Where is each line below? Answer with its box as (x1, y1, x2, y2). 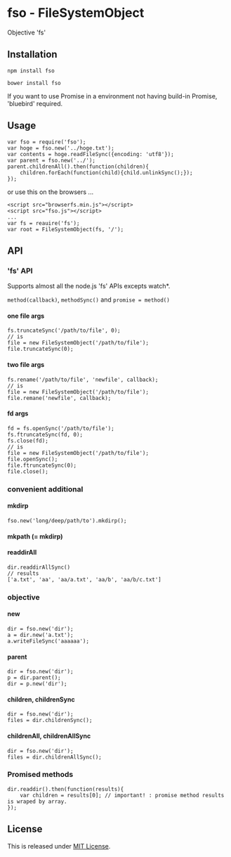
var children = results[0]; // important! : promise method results (20, 792, 225, 799)
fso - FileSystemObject (7, 5, 145, 21)
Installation (7, 49, 58, 60)
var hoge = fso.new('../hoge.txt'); (7, 144, 114, 152)
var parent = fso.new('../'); (7, 157, 96, 164)
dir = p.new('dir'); (7, 681, 68, 688)
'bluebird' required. (7, 99, 63, 108)
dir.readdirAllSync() (7, 564, 71, 571)
